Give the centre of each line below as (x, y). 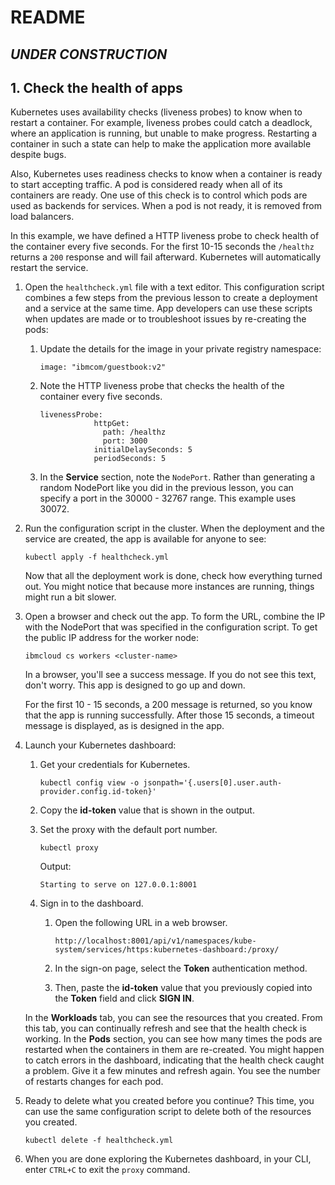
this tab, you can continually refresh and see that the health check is (165, 1028)
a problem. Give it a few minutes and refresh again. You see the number (172, 1071)
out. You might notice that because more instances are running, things (169, 587)
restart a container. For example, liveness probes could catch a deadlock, (161, 123)
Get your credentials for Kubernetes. (115, 765)
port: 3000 (125, 441)
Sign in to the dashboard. (91, 903)
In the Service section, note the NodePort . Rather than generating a (177, 477)
